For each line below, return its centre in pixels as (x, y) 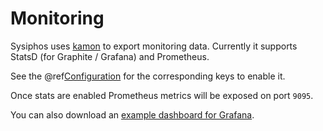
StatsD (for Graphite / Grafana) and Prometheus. (110, 56)
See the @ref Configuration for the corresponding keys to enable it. (148, 76)
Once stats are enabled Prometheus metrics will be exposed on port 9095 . (162, 95)
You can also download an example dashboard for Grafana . (132, 114)
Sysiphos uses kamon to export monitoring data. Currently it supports (154, 46)
